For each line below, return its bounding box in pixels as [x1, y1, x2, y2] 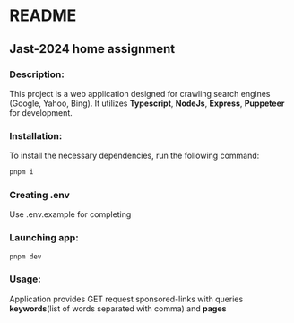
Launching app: [9, 231, 79, 244]
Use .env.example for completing [9, 209, 132, 220]
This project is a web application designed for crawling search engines [9, 88, 271, 99]
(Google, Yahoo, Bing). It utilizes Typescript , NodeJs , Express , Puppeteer [9, 98, 285, 109]
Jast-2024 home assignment [9, 41, 176, 57]
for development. [9, 107, 73, 118]
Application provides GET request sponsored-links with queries [9, 293, 244, 304]
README [9, 5, 77, 26]
